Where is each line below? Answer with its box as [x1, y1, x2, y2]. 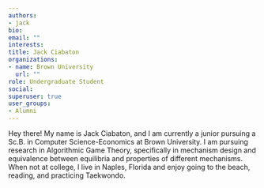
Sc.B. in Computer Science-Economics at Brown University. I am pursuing [8, 137, 249, 146]
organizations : [8, 56, 58, 64]
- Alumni [8, 107, 37, 115]
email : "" [8, 33, 41, 42]
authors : [8, 11, 37, 20]
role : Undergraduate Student [8, 77, 104, 85]
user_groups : [8, 100, 51, 107]
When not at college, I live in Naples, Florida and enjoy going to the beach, [8, 163, 251, 171]
